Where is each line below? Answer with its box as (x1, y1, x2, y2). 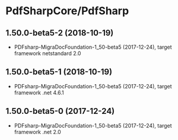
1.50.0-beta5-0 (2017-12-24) (5, 106, 115, 116)
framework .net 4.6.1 (14, 89, 64, 96)
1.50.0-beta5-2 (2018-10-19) (5, 28, 114, 38)
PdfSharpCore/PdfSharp (5, 4, 129, 18)
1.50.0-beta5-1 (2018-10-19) (5, 67, 113, 77)
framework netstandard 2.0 (14, 50, 81, 57)
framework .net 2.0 (14, 128, 62, 135)
